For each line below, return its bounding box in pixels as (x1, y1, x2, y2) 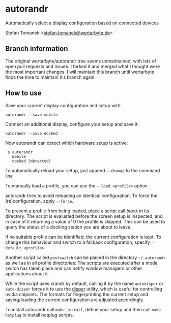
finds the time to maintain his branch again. (5, 74, 96, 80)
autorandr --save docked (5, 131, 58, 136)
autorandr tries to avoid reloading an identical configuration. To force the (5, 192, 158, 199)
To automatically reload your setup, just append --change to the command (5, 167, 160, 173)
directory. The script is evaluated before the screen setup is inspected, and (5, 213, 163, 219)
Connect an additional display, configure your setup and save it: (5, 121, 139, 127)
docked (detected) (12, 158, 51, 164)
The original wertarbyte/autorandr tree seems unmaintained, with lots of (5, 58, 157, 64)
